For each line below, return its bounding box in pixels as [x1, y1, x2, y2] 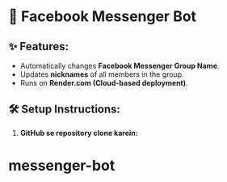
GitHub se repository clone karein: [19, 128, 139, 138]
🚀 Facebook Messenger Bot [8, 7, 196, 26]
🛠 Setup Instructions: [8, 103, 121, 116]
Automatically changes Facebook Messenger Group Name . [19, 61, 220, 70]
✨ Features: [8, 40, 69, 53]
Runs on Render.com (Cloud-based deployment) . [19, 78, 188, 87]
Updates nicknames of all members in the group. [19, 70, 184, 79]
